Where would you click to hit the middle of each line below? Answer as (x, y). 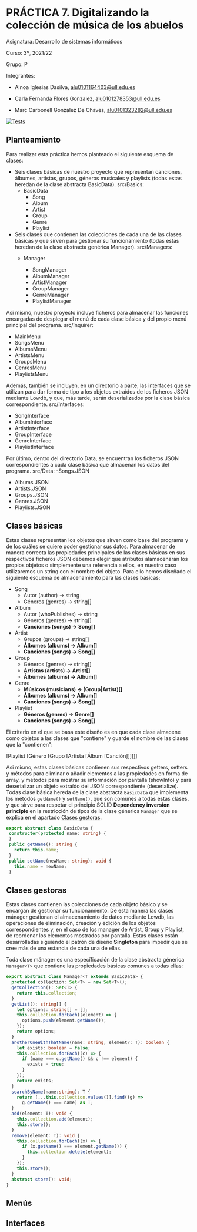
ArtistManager (50, 282)
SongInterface (32, 415)
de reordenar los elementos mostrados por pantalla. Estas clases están (92, 936)
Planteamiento (33, 140)
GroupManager (51, 288)
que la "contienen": (29, 744)
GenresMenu (30, 368)
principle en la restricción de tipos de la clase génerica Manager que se (92, 811)
